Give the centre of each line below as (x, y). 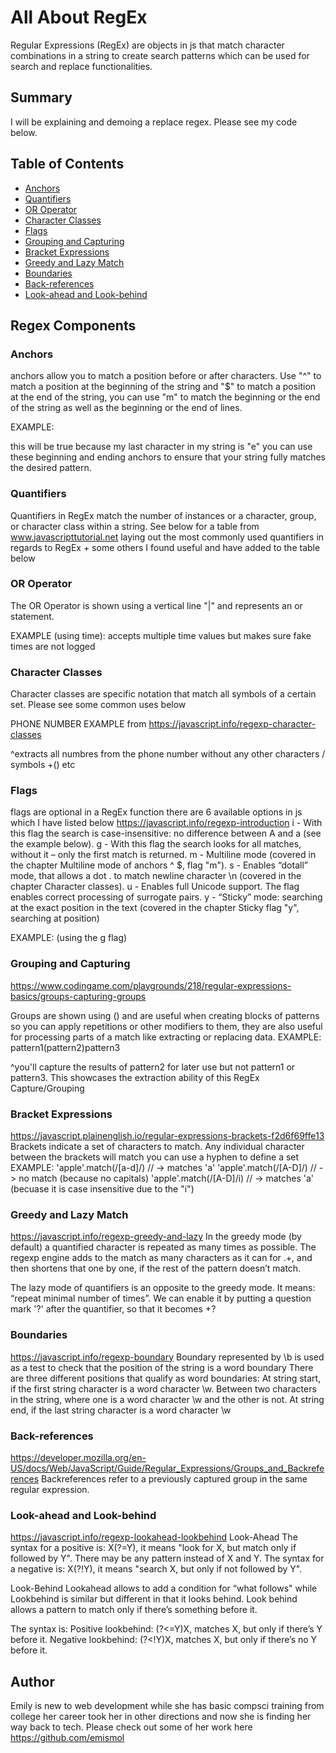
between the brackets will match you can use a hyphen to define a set (155, 1157)
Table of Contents (67, 164)
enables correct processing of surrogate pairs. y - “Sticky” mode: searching (166, 897)
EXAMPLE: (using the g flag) (69, 938)
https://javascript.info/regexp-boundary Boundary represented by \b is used (167, 1357)
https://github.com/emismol (67, 1738)
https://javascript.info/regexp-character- (232, 724)
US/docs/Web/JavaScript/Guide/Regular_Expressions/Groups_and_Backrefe (167, 1468)
